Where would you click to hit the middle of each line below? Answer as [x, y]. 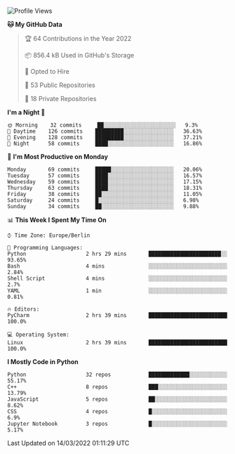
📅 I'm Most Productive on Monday [58, 157]
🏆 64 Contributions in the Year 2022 [78, 38]
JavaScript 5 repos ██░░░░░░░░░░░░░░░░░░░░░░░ [117, 399]
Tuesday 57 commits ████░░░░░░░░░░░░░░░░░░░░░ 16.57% [105, 176]
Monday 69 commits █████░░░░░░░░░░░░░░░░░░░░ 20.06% [105, 169]
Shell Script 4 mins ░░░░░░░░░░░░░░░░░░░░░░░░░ [117, 278]
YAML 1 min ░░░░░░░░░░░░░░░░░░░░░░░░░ [117, 291]
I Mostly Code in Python [43, 362]
